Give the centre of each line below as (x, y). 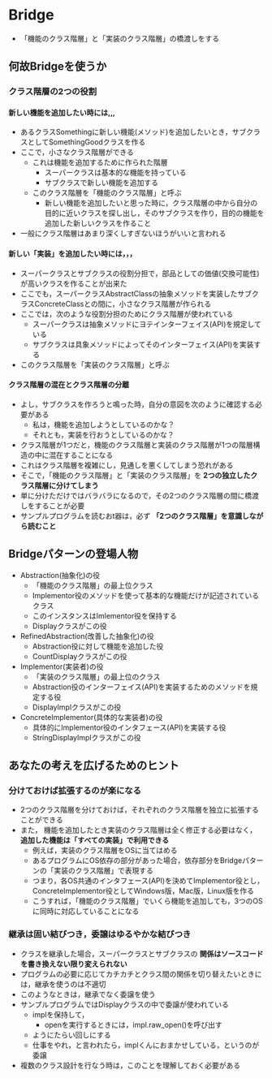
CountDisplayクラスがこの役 (80, 656)
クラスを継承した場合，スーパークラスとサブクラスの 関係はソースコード (142, 953)
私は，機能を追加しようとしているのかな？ (104, 425)
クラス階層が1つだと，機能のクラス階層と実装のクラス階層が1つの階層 (136, 445)
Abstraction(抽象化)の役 (60, 575)
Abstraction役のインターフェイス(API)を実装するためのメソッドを (141, 687)
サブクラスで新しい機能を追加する (101, 183)
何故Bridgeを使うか (58, 67)
